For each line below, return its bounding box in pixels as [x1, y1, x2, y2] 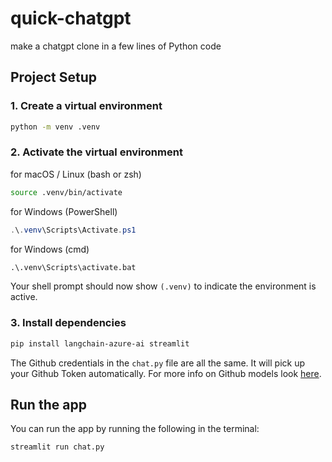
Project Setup [10, 69, 98, 86]
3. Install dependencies [10, 316, 127, 330]
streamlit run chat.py [10, 442, 105, 452]
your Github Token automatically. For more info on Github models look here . [10, 367, 322, 379]
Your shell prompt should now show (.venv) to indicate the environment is [10, 280, 317, 292]
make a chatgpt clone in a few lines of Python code [10, 40, 222, 52]
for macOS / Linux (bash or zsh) [10, 168, 142, 180]
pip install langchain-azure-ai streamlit [10, 338, 190, 349]
